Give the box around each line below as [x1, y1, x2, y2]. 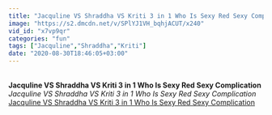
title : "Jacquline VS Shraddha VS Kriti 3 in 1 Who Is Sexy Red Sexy [8, 11, 249, 20]
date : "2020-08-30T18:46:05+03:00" [8, 49, 129, 57]
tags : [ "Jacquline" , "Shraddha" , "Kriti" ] [8, 42, 147, 50]
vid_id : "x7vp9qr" [8, 27, 70, 35]
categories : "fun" [8, 34, 70, 43]
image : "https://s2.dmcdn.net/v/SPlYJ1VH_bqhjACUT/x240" [8, 19, 205, 28]
